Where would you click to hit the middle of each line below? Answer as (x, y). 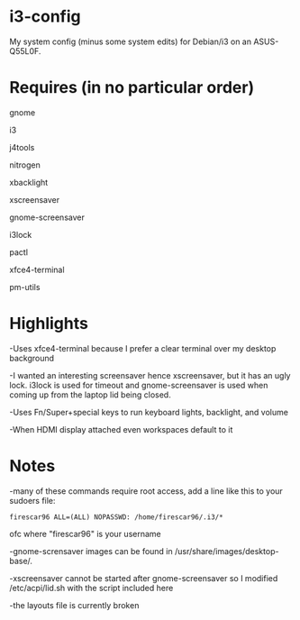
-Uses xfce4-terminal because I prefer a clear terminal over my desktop (143, 348)
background (32, 358)
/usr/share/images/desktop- (227, 551)
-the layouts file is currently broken (74, 605)
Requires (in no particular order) (132, 88)
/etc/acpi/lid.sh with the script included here (91, 588)
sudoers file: (32, 500)
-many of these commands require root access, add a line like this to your (146, 491)
